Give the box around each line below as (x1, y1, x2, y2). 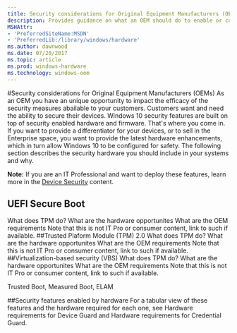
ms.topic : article (7, 56, 61, 63)
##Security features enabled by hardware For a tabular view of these (7, 296, 208, 305)
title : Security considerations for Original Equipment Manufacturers (7, 10, 219, 18)
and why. (7, 156, 34, 164)
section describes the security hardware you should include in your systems (7, 149, 229, 157)
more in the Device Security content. (7, 177, 114, 186)
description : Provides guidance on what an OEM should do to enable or (7, 17, 222, 24)
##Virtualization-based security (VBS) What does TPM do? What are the (7, 254, 218, 262)
